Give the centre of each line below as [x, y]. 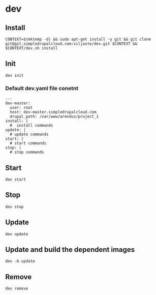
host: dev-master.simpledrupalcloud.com [53, 112]
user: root [21, 108]
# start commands [28, 143]
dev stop [14, 206]
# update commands [29, 135]
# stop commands [27, 152]
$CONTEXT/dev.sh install [32, 48]
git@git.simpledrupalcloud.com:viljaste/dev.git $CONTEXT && [71, 44]
